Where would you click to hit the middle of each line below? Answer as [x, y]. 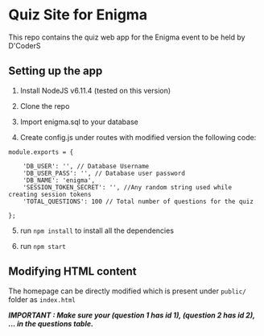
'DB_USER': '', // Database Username [86, 166]
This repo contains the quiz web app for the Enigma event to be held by [127, 37]
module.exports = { [41, 152]
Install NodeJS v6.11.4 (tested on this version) [95, 90]
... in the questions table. [51, 323]
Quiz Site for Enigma [78, 15]
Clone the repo [45, 106]
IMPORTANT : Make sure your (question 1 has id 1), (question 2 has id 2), [132, 315]
